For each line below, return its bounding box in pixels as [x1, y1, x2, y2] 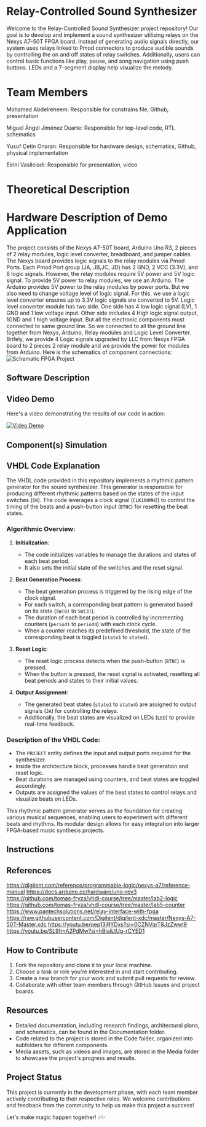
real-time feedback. [24, 720, 75, 728]
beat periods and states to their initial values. [24, 677, 138, 684]
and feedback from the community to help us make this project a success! [6, 1101, 195, 1109]
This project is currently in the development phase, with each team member [6, 1088, 199, 1096]
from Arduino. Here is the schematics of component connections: [6, 348, 172, 356]
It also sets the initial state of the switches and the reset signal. [24, 563, 184, 571]
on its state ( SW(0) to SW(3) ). [24, 607, 95, 615]
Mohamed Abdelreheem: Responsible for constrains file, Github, [6, 106, 169, 113]
